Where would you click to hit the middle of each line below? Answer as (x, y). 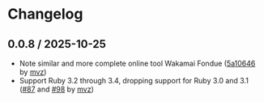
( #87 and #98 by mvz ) (56, 89)
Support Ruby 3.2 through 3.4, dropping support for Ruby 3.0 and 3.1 (134, 81)
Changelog (45, 14)
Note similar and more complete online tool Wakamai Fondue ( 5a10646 (137, 63)
